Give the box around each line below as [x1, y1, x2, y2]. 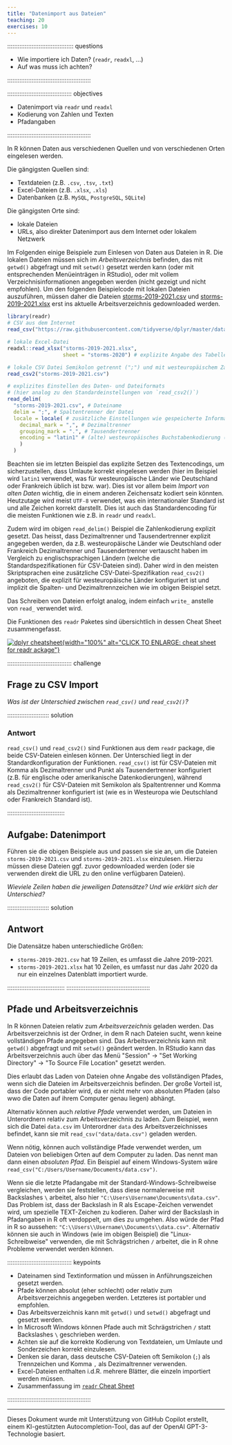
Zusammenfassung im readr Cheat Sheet [17, 1381, 135, 1390]
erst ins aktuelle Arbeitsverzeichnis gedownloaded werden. [51, 300, 221, 308]
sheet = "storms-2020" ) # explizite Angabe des [62, 351, 202, 358]
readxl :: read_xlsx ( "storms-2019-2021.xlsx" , [7, 345, 137, 352]
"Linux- [170, 1230, 192, 1238]
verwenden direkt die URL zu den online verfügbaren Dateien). [7, 869, 185, 878]
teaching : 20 [7, 17, 45, 24]
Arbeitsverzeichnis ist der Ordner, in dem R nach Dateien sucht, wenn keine [7, 1029, 222, 1037]
